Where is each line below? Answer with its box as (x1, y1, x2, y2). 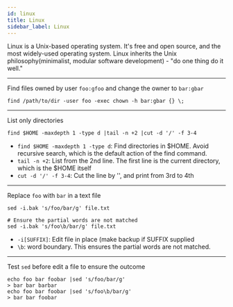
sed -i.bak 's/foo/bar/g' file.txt (7, 205, 110, 212)
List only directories (7, 116, 64, 125)
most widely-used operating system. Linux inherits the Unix (7, 49, 178, 58)
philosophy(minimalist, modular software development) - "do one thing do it (7, 57, 224, 65)
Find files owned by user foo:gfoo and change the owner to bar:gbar (7, 84, 204, 92)
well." (7, 64, 23, 73)
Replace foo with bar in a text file (7, 192, 101, 200)
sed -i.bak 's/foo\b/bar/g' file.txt (7, 223, 116, 230)
